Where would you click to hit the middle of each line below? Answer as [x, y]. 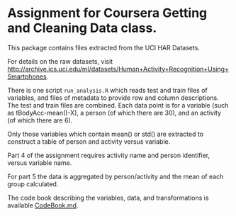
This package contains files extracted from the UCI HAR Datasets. [104, 47]
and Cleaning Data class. [82, 28]
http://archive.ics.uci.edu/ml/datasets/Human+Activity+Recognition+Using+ [118, 69]
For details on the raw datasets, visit [60, 61]
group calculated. [33, 184]
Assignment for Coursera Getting [107, 13]
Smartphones [27, 76]
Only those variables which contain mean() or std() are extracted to [106, 134]
